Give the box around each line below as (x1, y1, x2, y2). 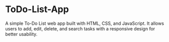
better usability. (5, 31, 38, 37)
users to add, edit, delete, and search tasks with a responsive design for (5, 25, 155, 31)
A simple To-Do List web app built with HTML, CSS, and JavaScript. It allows (5, 20, 164, 26)
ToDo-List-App (5, 4, 69, 15)
